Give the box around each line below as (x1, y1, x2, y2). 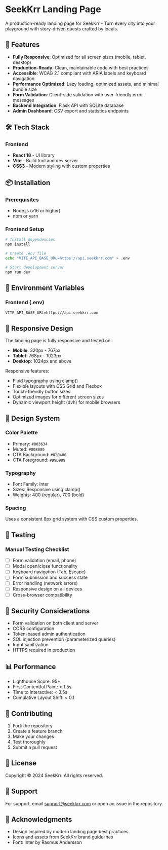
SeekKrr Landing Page (5, 4, 101, 15)
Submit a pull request (12, 744, 57, 751)
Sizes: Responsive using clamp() (12, 487, 81, 493)
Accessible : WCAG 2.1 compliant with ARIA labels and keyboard (12, 70, 146, 76)
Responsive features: (5, 368, 50, 374)
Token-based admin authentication (12, 631, 86, 637)
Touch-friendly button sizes (12, 389, 71, 395)
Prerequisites (5, 196, 39, 203)
